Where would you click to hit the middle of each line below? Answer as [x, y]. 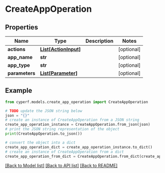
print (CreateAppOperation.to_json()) [44, 134]
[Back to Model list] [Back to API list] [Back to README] [61, 166]
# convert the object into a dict [41, 143]
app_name [20, 57]
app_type [19, 65]
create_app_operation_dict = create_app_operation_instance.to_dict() [79, 147]
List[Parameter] [59, 73]
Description [100, 41]
